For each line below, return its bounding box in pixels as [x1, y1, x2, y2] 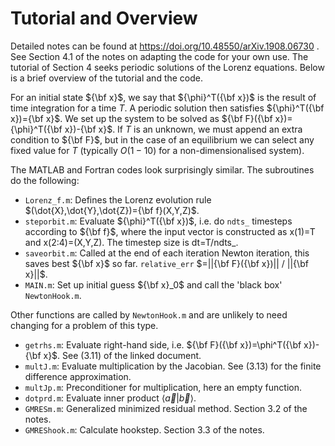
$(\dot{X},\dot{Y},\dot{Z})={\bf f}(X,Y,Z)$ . [24, 204, 200, 216]
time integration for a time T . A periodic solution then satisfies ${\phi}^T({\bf [10, 102, 325, 114]
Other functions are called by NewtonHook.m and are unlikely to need [10, 308, 288, 321]
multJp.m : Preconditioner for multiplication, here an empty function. [24, 381, 302, 393]
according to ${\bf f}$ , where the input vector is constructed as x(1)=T [24, 225, 316, 237]
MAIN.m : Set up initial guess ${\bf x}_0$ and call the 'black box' [24, 278, 283, 291]
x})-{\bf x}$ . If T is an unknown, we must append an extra [64, 123, 303, 135]
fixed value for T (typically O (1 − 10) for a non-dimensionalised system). [10, 144, 305, 156]
